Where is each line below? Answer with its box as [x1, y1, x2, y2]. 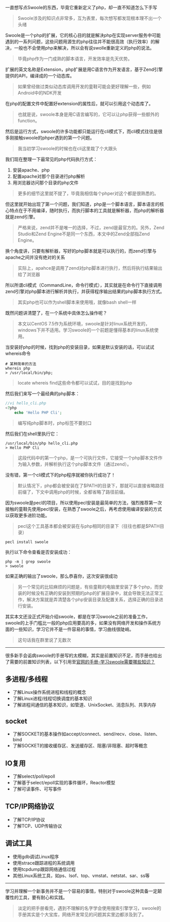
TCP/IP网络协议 [5, 802, 55, 811]
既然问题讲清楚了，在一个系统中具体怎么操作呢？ [5, 310, 107, 316]
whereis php [5, 366, 30, 371]
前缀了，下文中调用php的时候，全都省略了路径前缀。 [17, 489, 128, 495]
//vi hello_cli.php [5, 401, 47, 406]
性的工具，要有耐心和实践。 [9, 894, 67, 900]
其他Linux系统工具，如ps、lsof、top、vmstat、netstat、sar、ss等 [12, 872, 150, 878]
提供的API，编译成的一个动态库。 [5, 73, 75, 78]
